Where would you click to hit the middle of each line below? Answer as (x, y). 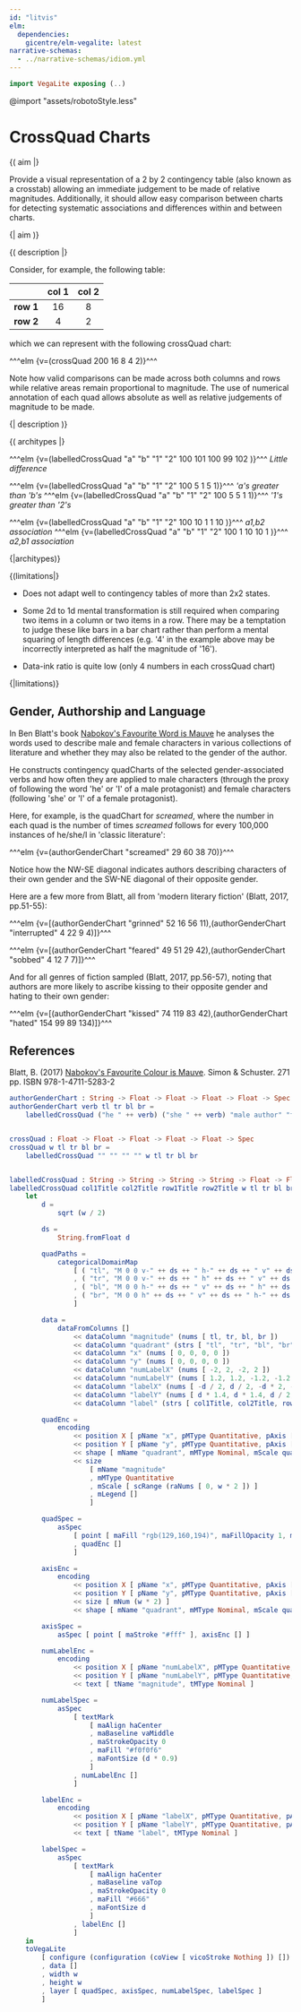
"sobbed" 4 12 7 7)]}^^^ (52, 959)
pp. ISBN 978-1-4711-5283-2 (62, 1082)
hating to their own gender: (60, 996)
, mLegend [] (114, 1494)
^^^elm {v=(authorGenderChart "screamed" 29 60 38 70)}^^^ (122, 851)
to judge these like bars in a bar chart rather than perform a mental (145, 629)
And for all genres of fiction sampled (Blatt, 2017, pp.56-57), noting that (141, 977)
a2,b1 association (42, 541)
